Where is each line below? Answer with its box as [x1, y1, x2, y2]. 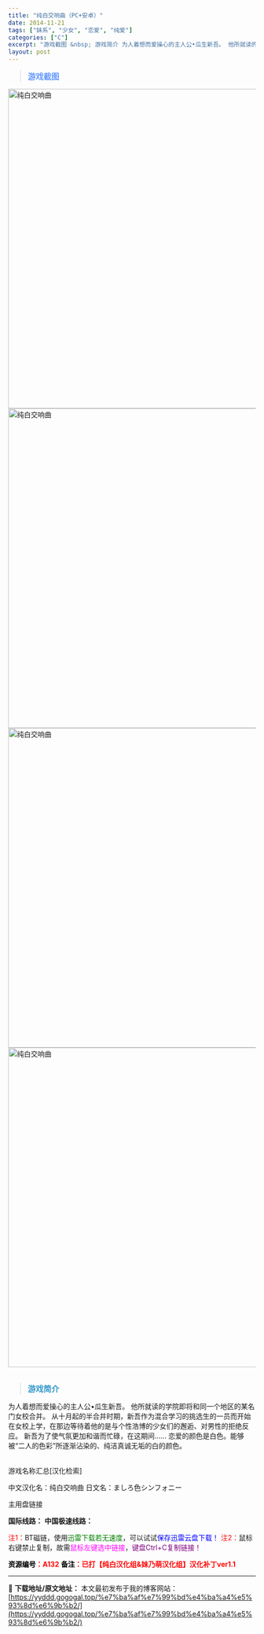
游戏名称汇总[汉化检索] [8, 1466, 82, 1475]
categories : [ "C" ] [8, 33, 68, 42]
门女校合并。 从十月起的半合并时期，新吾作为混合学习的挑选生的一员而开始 [8, 1411, 251, 1421]
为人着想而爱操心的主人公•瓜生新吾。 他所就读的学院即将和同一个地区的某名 [8, 1402, 255, 1411]
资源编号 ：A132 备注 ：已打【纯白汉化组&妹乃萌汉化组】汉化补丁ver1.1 [8, 1559, 236, 1569]
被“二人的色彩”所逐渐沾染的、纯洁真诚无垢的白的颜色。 [8, 1441, 187, 1450]
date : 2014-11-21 [8, 19, 65, 27]
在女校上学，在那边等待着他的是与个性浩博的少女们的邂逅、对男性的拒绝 [8, 1422, 242, 1430]
